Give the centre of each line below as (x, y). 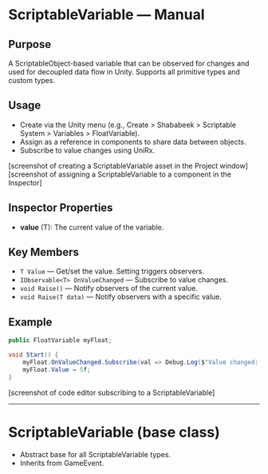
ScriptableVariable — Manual (106, 15)
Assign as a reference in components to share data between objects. (133, 141)
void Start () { (33, 355)
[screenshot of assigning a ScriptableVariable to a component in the (120, 174)
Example (30, 322)
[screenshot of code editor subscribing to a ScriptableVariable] (112, 392)
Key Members (44, 252)
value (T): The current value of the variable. (92, 227)
